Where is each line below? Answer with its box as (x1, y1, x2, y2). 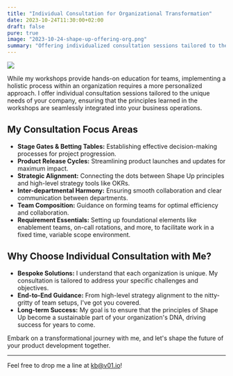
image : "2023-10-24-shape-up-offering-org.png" (7, 36, 148, 43)
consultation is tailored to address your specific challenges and (17, 276, 199, 285)
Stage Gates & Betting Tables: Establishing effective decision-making (17, 142, 217, 150)
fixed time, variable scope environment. (17, 230, 131, 239)
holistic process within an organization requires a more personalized (7, 82, 202, 90)
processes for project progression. (17, 150, 116, 158)
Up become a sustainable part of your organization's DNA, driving (17, 313, 206, 321)
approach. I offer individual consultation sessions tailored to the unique (7, 89, 210, 97)
